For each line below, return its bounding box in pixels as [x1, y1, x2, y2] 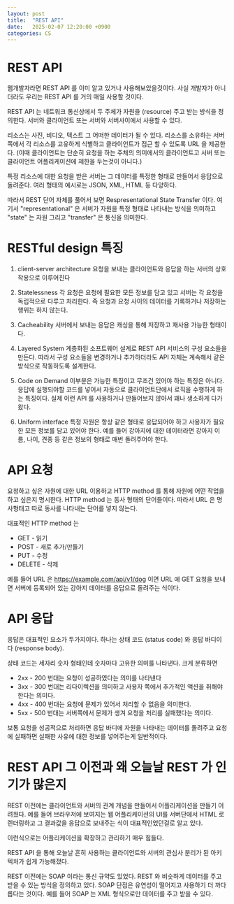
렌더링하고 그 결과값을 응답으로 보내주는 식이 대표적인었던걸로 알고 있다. [7, 819, 203, 827]
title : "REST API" [7, 17, 64, 24]
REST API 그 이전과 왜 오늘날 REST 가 [7, 759, 213, 775]
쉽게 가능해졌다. [25, 857, 69, 866]
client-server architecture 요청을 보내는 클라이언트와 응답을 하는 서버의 [17, 265, 214, 273]
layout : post [7, 10, 45, 17]
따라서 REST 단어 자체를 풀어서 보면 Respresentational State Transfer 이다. [7, 196, 215, 204]
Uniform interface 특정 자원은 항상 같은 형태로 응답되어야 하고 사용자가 [17, 417, 212, 426]
